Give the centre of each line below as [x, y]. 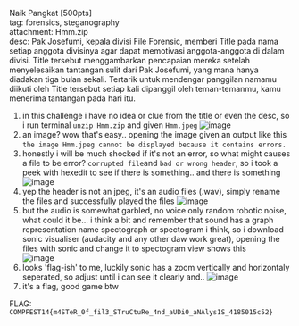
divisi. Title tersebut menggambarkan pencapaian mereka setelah [129, 60]
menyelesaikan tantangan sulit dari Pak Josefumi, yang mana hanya [134, 70]
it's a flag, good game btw [70, 286]
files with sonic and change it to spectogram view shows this [134, 248]
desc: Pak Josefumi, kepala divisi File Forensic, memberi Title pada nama [144, 41]
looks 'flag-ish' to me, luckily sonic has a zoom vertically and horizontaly [156, 267]
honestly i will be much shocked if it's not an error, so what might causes [156, 154]
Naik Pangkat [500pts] [50, 13]
